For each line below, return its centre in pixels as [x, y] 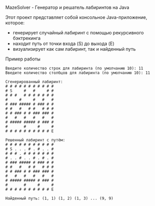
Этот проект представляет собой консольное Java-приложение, [76, 17]
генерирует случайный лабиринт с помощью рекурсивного [78, 33]
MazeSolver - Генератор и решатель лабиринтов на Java [67, 7]
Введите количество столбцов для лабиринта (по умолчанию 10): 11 [78, 73]
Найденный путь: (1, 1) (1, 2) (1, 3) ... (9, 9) [60, 198]
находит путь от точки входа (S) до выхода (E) [63, 44]
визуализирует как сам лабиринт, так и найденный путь [74, 49]
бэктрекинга [27, 38]
